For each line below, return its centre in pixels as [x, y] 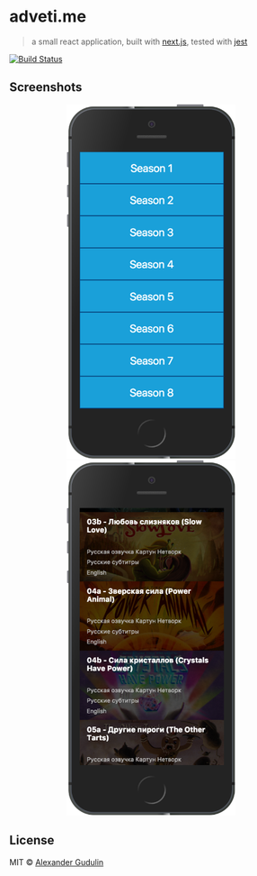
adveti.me [48, 17]
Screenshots [46, 87]
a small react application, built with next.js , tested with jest [139, 41]
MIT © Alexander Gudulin [57, 862]
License [32, 840]
